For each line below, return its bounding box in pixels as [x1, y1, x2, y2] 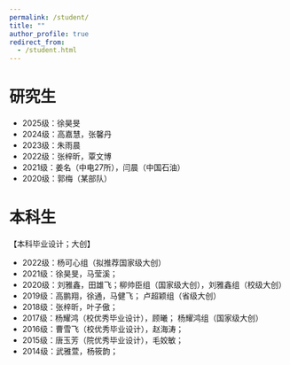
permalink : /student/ [9, 12, 90, 22]
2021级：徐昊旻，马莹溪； [21, 268, 118, 279]
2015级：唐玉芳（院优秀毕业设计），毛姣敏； [21, 335, 184, 346]
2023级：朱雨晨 [21, 140, 82, 151]
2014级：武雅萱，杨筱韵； [21, 346, 118, 356]
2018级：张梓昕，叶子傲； [21, 302, 118, 312]
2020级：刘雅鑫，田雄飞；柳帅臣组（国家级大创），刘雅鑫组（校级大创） [21, 280, 286, 290]
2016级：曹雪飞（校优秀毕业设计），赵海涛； [21, 324, 184, 334]
